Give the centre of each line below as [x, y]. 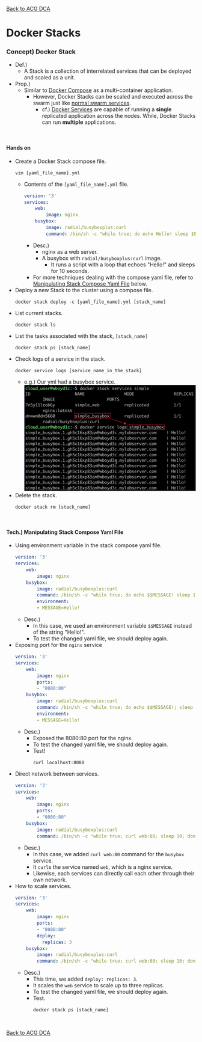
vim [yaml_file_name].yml [47, 173]
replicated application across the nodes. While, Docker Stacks [119, 116]
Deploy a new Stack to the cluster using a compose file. [84, 290]
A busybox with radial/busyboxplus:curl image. [102, 258]
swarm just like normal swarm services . [82, 103]
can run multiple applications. [79, 122]
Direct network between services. [57, 774]
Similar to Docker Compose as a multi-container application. [98, 90]
